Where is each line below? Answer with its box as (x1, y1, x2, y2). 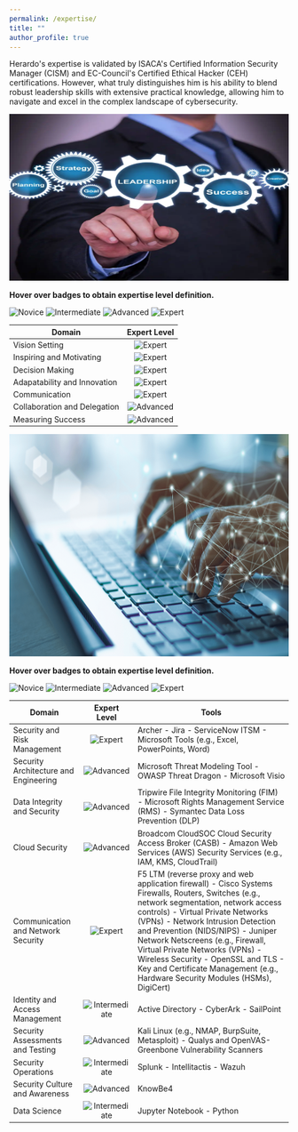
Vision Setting (12, 340, 64, 350)
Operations (12, 1066, 54, 1077)
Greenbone (137, 1045, 179, 1056)
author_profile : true (9, 33, 90, 42)
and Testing (12, 1045, 56, 1056)
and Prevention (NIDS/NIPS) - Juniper (137, 925, 278, 935)
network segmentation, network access (137, 896, 282, 907)
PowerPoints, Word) (137, 743, 211, 754)
